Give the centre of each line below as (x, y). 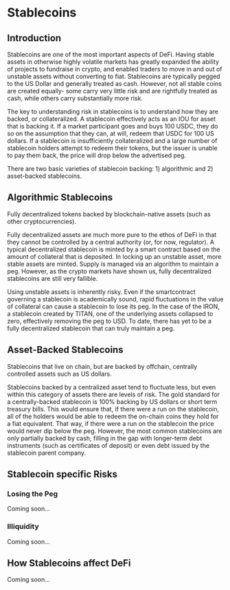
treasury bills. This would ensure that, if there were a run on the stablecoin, (113, 409)
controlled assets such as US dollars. (59, 374)
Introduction (34, 38)
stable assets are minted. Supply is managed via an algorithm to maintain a (113, 264)
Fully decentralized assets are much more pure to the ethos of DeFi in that (112, 234)
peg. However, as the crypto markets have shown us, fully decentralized (109, 271)
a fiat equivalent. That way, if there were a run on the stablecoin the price (111, 423)
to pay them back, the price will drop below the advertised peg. (97, 155)
